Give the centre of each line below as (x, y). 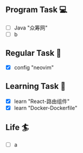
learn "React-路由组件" (42, 101)
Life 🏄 (17, 127)
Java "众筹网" (31, 28)
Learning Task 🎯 (36, 86)
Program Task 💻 (36, 10)
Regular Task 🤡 (34, 53)
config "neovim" (34, 67)
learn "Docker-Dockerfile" (46, 108)
